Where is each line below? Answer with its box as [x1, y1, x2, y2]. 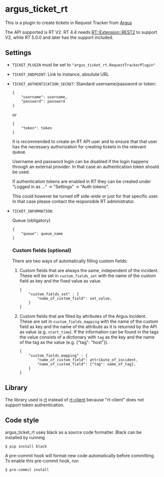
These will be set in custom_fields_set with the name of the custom [19, 273, 156, 279]
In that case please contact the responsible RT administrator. [12, 198, 135, 204]
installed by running [5, 434, 45, 440]
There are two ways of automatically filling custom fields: [12, 258, 128, 264]
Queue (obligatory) [12, 217, 50, 223]
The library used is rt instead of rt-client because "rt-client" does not [5, 396, 144, 402]
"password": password [21, 99, 65, 104]
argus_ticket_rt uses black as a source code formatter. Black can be [5, 429, 142, 435]
